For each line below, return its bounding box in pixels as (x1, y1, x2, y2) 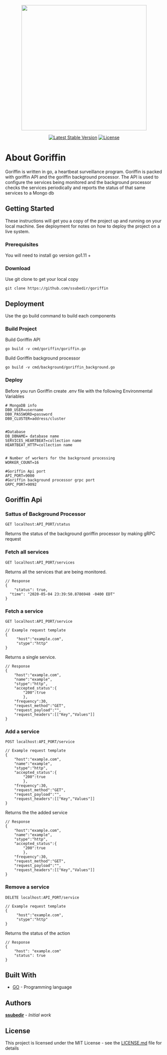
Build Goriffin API (5, 336, 41, 343)
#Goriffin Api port (5, 469, 46, 474)
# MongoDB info (5, 403, 37, 408)
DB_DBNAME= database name (5, 434, 59, 439)
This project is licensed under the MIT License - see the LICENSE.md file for (5, 1040, 162, 1046)
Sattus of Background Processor (5, 510, 86, 517)
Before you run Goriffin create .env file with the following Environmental (5, 388, 152, 394)
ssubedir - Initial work (5, 1012, 51, 1018)
